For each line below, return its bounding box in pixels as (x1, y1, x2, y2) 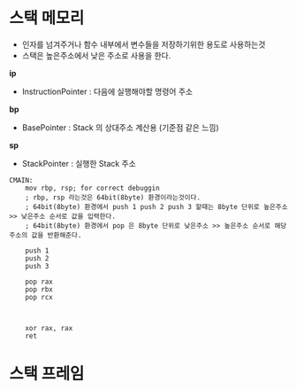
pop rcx (25, 292, 53, 301)
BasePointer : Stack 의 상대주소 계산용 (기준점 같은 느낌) (21, 121, 219, 133)
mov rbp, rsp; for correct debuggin (25, 183, 161, 192)
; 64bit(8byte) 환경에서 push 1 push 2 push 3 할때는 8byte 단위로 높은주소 (25, 202, 288, 211)
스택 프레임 (9, 364, 85, 384)
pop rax (25, 277, 53, 286)
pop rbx (25, 285, 53, 293)
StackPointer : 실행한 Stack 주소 (21, 158, 137, 168)
